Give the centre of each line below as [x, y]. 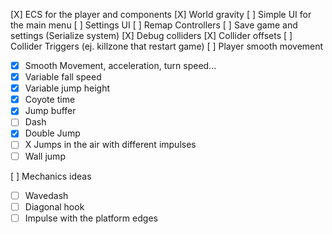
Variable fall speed [63, 77]
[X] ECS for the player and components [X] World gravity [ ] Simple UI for [161, 14]
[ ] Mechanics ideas [51, 176]
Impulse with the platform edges [91, 218]
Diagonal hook [54, 206]
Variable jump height [67, 88]
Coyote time [50, 100]
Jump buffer [50, 111]
